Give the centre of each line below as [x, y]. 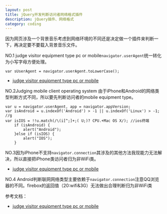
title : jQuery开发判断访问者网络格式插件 [44, 15]
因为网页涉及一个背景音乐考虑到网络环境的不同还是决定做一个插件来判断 [79, 39]
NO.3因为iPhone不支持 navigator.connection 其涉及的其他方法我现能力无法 [81, 153]
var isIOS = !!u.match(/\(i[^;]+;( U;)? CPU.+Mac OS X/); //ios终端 [77, 121]
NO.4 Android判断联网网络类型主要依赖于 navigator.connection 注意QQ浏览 [82, 179]
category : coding [23, 24]
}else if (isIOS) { [34, 134]
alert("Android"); [42, 130]
